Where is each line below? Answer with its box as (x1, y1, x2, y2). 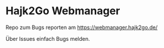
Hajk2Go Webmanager (5, 4, 120, 18)
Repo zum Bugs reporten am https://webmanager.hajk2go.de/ (5, 24, 158, 31)
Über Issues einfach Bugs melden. (5, 35, 90, 42)
